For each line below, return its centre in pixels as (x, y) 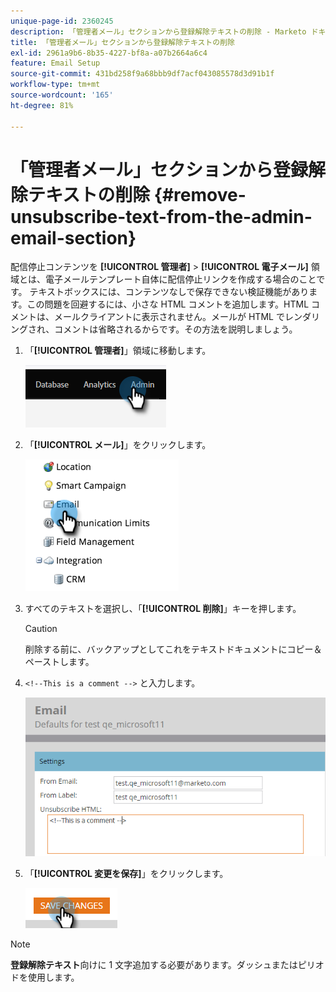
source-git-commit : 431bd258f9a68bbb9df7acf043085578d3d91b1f (142, 74)
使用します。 (53, 977)
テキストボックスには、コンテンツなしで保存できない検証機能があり (169, 292)
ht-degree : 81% (42, 105)
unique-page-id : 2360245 (62, 21)
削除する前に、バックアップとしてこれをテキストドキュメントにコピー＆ (173, 649)
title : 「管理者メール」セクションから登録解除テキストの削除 (122, 42)
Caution (41, 629)
